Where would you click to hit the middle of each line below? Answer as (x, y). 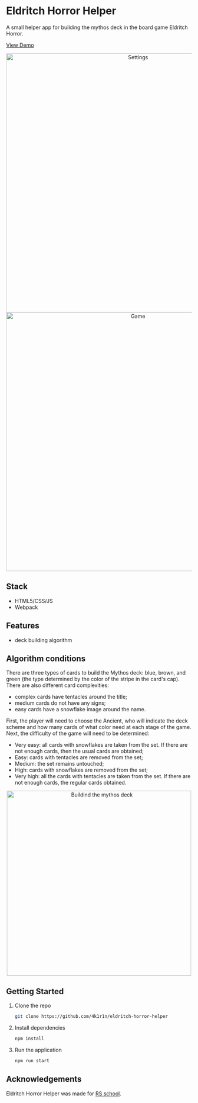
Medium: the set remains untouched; (59, 764)
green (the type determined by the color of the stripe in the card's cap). (93, 679)
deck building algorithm (43, 640)
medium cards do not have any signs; (60, 703)
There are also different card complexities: (57, 685)
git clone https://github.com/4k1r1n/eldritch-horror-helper (91, 1017)
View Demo (20, 45)
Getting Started (35, 991)
